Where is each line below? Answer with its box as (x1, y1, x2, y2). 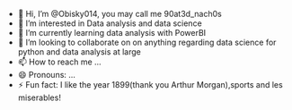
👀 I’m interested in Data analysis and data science (17, 18, 202, 29)
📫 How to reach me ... (17, 56, 102, 67)
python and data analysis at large (17, 47, 141, 57)
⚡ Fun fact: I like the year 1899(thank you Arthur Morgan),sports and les (17, 80, 283, 89)
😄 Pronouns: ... (17, 70, 76, 80)
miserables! (17, 92, 61, 103)
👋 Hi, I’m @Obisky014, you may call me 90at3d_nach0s (17, 9, 222, 19)
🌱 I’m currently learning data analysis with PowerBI (17, 28, 207, 38)
